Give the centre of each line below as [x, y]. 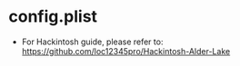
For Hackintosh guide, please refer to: [92, 42]
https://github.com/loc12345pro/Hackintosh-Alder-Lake [126, 51]
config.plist [53, 17]
